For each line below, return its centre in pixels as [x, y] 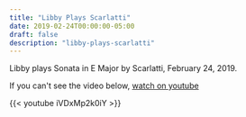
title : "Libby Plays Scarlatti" [70, 18]
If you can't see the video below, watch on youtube [105, 85]
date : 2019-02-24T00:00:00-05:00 [72, 26]
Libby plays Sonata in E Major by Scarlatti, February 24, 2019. [123, 68]
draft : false [34, 34]
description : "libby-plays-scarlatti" [82, 43]
